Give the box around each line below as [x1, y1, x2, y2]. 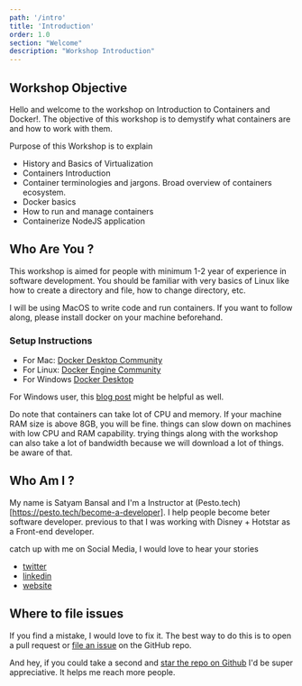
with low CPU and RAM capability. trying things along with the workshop [9, 428, 279, 439]
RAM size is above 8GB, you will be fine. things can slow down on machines [9, 418, 291, 429]
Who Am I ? [9, 473, 75, 489]
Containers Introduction [22, 168, 111, 178]
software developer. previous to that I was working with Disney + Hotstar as [9, 516, 291, 527]
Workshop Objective [9, 80, 128, 96]
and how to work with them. [9, 123, 113, 133]
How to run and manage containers [22, 206, 154, 216]
